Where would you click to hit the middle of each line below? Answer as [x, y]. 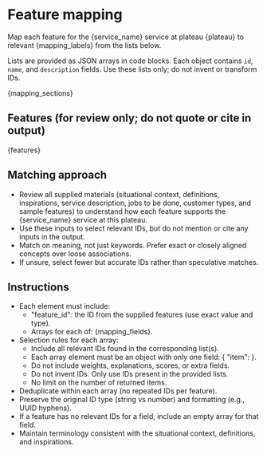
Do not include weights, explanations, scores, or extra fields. [130, 365]
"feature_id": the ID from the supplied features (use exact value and [142, 315]
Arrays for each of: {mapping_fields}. [92, 332]
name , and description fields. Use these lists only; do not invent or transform [132, 69]
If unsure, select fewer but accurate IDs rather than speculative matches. [139, 262]
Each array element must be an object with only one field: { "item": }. [143, 357]
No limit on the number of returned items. [99, 383]
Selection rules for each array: [69, 340]
